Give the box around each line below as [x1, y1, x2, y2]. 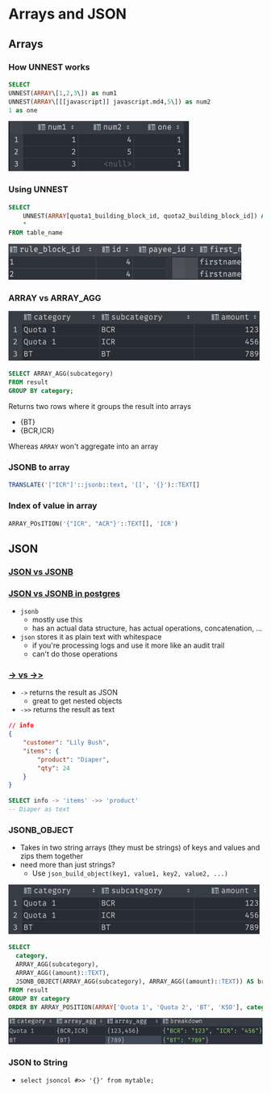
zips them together [19, 851, 83, 861]
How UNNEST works [8, 61, 90, 73]
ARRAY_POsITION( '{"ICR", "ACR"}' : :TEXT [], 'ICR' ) [8, 519, 179, 528]
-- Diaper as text [8, 805, 70, 813]
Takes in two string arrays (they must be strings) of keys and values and [19, 842, 261, 853]
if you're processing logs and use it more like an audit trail [31, 640, 225, 651]
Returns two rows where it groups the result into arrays [8, 402, 192, 411]
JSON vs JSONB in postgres [8, 588, 121, 599]
